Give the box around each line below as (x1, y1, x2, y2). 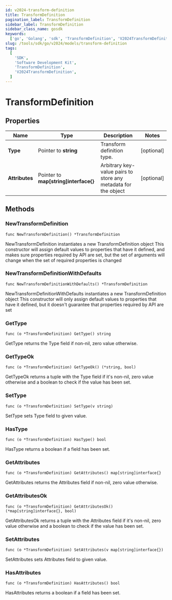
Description (103, 132, 133, 139)
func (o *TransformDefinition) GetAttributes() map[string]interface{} (5, 470, 161, 476)
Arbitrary (100, 162, 122, 169)
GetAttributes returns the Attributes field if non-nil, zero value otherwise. (5, 479, 158, 486)
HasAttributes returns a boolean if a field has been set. (5, 590, 121, 596)
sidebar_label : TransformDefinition (5, 22, 83, 27)
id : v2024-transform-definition (5, 7, 74, 13)
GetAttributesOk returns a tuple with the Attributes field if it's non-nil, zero (5, 517, 161, 524)
